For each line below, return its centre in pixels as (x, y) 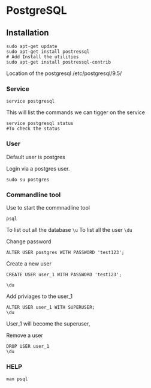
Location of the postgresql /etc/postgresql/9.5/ (64, 73)
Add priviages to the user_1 (40, 296)
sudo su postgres (28, 180)
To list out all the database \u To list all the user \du (69, 229)
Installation (28, 33)
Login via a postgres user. (38, 168)
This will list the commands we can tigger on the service (76, 112)
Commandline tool (34, 195)
